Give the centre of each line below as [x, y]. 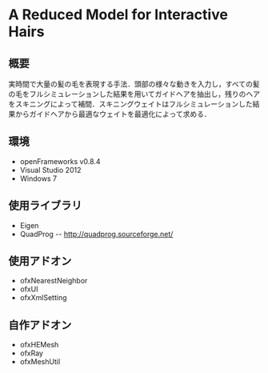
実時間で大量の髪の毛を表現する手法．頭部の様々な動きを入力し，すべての [131, 84]
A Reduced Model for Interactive [118, 15]
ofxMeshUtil [40, 362]
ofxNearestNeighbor [54, 281]
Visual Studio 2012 [50, 170]
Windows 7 [38, 178]
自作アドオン [40, 325]
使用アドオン [40, 261]
